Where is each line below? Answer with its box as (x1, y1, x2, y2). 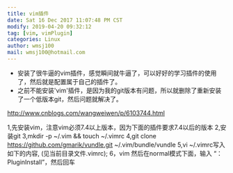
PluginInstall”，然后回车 (7, 158, 75, 166)
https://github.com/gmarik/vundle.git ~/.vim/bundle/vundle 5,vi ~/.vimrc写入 (7, 140, 225, 149)
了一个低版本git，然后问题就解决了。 (17, 94, 123, 103)
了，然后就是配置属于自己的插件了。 (17, 77, 122, 85)
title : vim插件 (7, 10, 49, 17)
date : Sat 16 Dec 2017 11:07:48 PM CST (7, 17, 123, 24)
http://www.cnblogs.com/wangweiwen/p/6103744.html (7, 108, 166, 117)
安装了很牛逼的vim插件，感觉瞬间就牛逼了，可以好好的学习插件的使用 (17, 69, 217, 77)
